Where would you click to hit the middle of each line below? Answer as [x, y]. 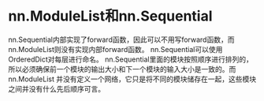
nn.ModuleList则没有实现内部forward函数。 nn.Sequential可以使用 [115, 49]
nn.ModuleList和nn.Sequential [110, 16]
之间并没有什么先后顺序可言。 [56, 88]
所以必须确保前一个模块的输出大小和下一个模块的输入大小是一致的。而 [122, 69]
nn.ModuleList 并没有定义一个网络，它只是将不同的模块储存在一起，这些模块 [132, 79]
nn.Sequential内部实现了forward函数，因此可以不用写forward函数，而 [121, 39]
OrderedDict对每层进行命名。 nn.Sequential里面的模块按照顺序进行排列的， [131, 59]
